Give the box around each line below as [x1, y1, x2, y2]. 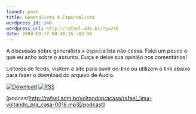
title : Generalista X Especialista [6, 14, 95, 20]
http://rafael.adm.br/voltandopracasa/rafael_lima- [29, 95, 152, 102]
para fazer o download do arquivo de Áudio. [6, 72, 115, 79]
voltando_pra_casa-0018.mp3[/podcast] [6, 101, 105, 108]
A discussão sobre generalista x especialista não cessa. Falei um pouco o [6, 47, 188, 54]
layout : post [6, 8, 39, 15]
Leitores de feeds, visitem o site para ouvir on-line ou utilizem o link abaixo [6, 65, 191, 72]
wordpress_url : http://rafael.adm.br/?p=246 [6, 25, 119, 32]
